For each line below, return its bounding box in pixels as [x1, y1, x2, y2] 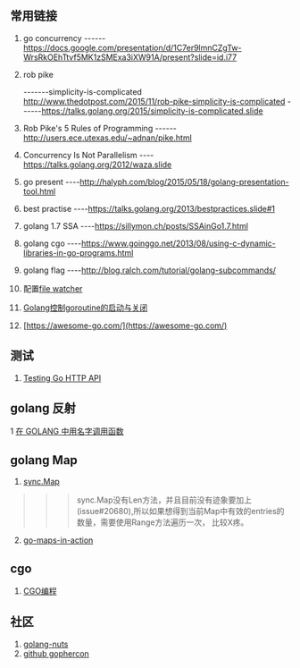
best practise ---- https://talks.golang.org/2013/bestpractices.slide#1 [22, 203, 276, 214]
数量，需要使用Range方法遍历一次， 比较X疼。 [76, 517, 249, 528]
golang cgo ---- [22, 238, 82, 249]
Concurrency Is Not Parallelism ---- [22, 149, 154, 160]
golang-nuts [22, 638, 69, 649]
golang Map [10, 452, 79, 468]
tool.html [22, 186, 56, 197]
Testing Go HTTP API [22, 372, 102, 383]
